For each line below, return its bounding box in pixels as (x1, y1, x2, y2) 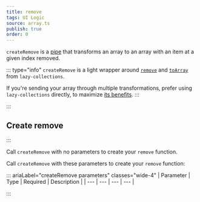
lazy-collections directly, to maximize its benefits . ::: (6, 91, 139, 98)
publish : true (6, 25, 42, 32)
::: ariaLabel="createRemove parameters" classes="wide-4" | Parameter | (6, 171, 191, 179)
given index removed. (6, 55, 61, 62)
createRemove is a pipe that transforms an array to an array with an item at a (6, 48, 195, 55)
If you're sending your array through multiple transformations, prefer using (6, 84, 193, 92)
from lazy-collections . (6, 73, 65, 80)
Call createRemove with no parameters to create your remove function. (6, 148, 178, 155)
